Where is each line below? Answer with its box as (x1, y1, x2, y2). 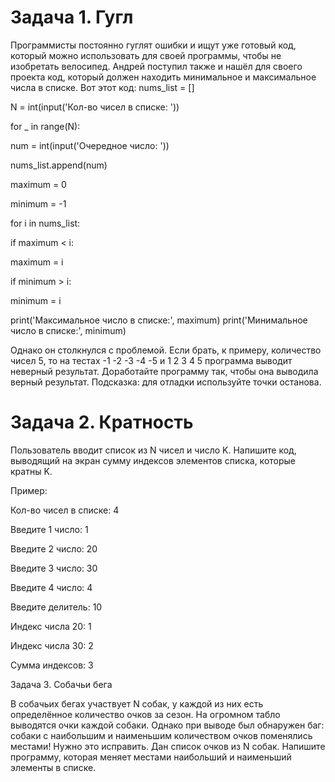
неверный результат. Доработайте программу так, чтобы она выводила (10, 365, 319, 377)
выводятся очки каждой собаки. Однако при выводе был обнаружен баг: (10, 719, 325, 731)
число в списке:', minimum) (10, 324, 127, 336)
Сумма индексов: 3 (10, 659, 94, 671)
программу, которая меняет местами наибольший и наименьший (10, 751, 292, 763)
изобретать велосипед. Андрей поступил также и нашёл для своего (10, 60, 303, 72)
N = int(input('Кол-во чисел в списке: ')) (10, 101, 180, 113)
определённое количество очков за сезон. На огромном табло (10, 708, 281, 720)
